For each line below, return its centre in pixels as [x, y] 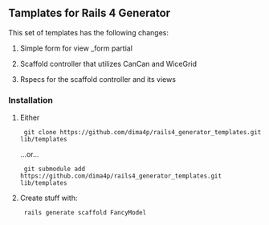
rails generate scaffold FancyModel [85, 213]
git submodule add [55, 169]
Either [30, 118]
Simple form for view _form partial [76, 48]
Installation [31, 100]
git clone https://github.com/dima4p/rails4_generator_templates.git [143, 133]
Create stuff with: [49, 198]
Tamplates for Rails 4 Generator [90, 13]
